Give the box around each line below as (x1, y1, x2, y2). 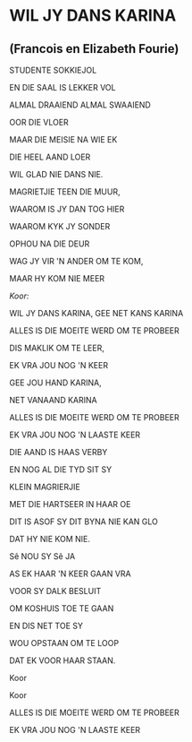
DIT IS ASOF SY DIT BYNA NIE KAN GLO (9, 516, 159, 527)
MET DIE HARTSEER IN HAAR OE (9, 499, 131, 509)
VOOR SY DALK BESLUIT (9, 586, 102, 596)
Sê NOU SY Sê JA (9, 551, 76, 561)
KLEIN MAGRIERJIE (9, 481, 80, 492)
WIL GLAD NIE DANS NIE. (9, 169, 104, 179)
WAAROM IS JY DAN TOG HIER (9, 203, 125, 214)
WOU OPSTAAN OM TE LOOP (9, 638, 119, 648)
